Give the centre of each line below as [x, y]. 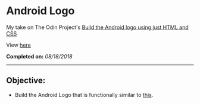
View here [18, 45]
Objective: [26, 81]
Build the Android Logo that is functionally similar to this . [84, 95]
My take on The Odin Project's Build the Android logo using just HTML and [97, 27]
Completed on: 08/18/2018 [39, 56]
